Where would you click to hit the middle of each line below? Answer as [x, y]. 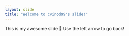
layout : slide [20, 10]
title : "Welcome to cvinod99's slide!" [47, 14]
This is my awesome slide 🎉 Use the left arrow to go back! [65, 28]
